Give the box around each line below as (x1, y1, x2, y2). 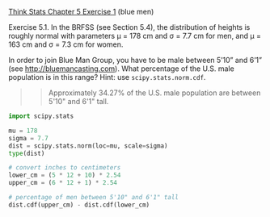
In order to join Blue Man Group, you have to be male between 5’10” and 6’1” (8, 56, 263, 65)
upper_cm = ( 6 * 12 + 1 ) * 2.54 (8, 179, 117, 187)
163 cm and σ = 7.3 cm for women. (8, 40, 124, 49)
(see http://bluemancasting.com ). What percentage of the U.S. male (8, 64, 234, 73)
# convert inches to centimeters (8, 164, 121, 172)
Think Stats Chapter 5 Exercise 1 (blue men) (8, 7, 154, 16)
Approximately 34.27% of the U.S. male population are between (48, 88, 261, 98)
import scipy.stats (8, 112, 74, 120)
